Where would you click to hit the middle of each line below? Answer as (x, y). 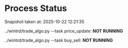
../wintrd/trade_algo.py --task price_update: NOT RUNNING (64, 31)
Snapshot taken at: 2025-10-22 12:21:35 (44, 22)
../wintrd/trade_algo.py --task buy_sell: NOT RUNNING (59, 40)
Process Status (36, 8)
